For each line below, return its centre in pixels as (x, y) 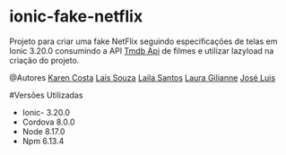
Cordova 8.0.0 (48, 122)
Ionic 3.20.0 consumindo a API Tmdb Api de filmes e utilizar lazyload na (142, 50)
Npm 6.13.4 (43, 141)
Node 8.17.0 (43, 131)
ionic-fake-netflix (76, 17)
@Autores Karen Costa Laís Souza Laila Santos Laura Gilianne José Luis (143, 77)
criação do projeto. (44, 60)
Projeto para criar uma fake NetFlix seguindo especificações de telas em (143, 41)
